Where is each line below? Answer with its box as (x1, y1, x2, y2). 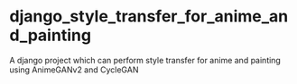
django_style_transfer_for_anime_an (9, 6, 289, 27)
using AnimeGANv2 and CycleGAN (9, 64, 139, 75)
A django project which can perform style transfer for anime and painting (9, 55, 282, 65)
